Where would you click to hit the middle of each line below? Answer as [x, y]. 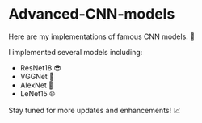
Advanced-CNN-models [92, 14]
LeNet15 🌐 [38, 93]
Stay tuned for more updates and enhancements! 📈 [95, 110]
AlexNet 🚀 [37, 85]
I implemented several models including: [76, 52]
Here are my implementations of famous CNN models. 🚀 [102, 36]
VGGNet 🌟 [37, 76]
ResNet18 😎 [41, 68]
